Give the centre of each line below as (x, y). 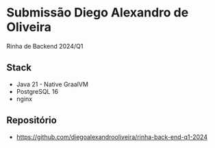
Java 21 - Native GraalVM (52, 84)
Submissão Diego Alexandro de (98, 13)
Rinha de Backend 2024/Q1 (45, 46)
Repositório (32, 120)
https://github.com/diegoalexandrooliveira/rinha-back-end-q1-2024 (112, 137)
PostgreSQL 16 (37, 91)
